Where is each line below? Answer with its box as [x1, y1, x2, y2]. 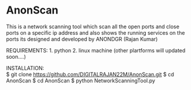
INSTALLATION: [6, 64, 45, 71]
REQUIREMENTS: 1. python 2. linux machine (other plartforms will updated [6, 46, 186, 54]
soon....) [6, 53, 26, 60]
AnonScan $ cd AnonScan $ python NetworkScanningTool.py [6, 77, 156, 84]
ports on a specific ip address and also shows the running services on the [6, 29, 185, 36]
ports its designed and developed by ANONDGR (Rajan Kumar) [6, 35, 158, 42]
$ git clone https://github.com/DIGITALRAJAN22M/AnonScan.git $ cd [6, 71, 175, 78]
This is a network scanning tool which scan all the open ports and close [6, 23, 180, 30]
